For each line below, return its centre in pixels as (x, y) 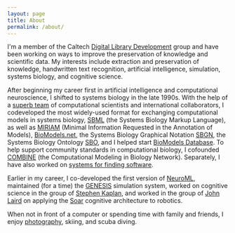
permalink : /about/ (36, 27)
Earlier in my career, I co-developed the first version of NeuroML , (101, 178)
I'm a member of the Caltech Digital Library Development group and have (113, 47)
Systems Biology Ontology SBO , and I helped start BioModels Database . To (116, 142)
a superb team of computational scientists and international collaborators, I (116, 105)
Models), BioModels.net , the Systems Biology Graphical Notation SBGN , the (116, 135)
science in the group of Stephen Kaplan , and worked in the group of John (113, 193)
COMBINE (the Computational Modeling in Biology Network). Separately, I (114, 157)
